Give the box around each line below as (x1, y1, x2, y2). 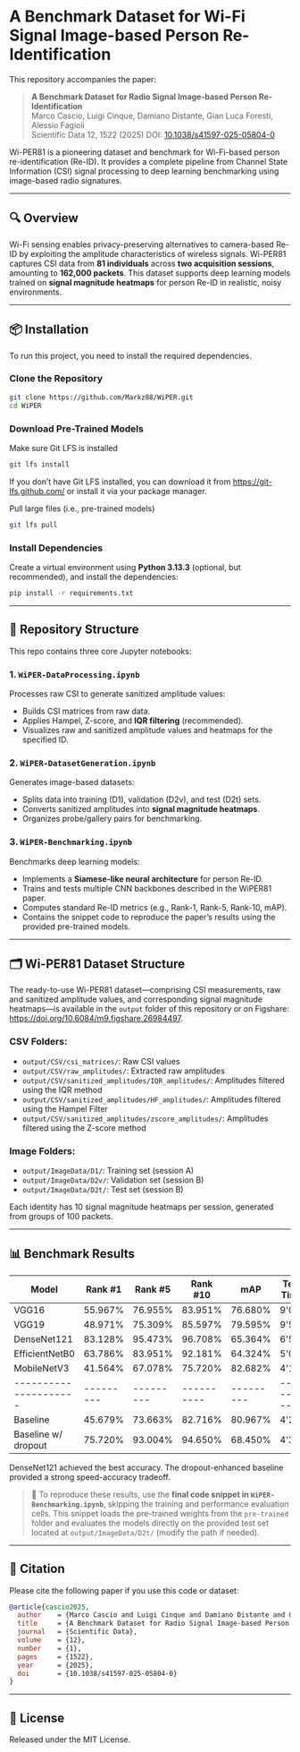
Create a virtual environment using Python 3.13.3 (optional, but (9, 561, 241, 572)
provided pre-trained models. (21, 920, 131, 932)
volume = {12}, (17, 1636, 87, 1645)
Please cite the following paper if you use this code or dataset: (9, 1585, 239, 1595)
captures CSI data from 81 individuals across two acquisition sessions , (9, 258, 275, 269)
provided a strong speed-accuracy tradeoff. (9, 1471, 171, 1483)
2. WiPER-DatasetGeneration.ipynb (9, 756, 156, 769)
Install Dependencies (9, 542, 104, 554)
